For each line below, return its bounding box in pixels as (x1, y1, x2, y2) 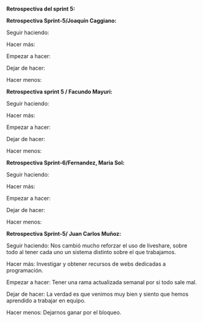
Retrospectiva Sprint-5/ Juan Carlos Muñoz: (6, 230, 121, 237)
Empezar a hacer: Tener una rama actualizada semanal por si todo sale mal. (6, 279, 197, 286)
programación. (6, 267, 43, 274)
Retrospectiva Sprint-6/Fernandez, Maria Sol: (6, 159, 125, 166)
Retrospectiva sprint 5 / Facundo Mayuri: (6, 88, 113, 95)
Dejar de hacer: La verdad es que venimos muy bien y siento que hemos (6, 290, 189, 298)
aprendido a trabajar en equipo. (6, 297, 86, 304)
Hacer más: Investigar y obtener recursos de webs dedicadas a (6, 260, 166, 268)
